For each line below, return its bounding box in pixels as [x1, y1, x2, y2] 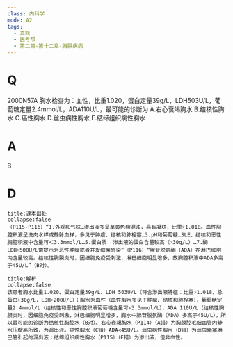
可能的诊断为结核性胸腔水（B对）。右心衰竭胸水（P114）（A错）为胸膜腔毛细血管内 [17, 319, 218, 326]
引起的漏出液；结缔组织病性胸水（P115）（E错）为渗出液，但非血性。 [17, 334, 186, 341]
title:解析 [7, 275, 37, 282]
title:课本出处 [7, 210, 47, 217]
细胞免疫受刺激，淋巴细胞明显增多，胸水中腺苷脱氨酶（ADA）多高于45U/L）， [33, 312, 221, 318]
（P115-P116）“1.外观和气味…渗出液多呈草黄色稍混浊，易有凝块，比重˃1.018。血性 [7, 223, 217, 230]
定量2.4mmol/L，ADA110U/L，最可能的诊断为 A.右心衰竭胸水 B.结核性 [19, 105, 218, 113]
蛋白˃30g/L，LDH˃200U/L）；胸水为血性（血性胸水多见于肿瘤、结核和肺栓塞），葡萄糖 [7, 296, 218, 303]
